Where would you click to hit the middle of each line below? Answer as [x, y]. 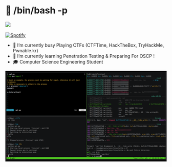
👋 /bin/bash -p [37, 11]
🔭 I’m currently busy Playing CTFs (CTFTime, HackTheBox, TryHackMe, [88, 45]
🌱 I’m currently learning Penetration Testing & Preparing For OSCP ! [84, 56]
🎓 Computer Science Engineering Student [58, 61]
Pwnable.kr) [25, 50]
